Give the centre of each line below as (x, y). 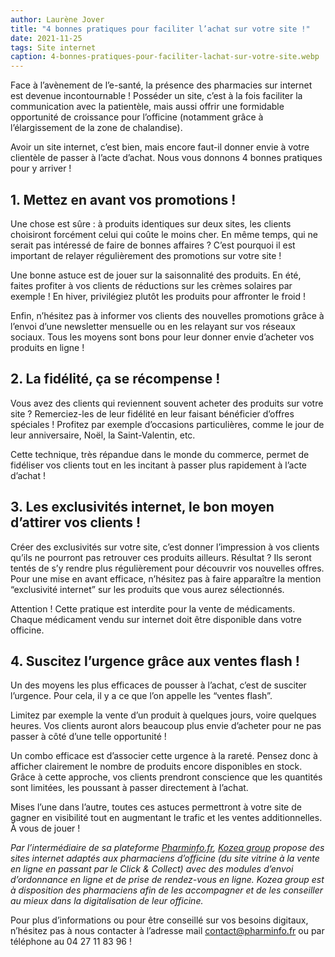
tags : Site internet (53, 47)
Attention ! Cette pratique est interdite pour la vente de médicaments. (153, 608)
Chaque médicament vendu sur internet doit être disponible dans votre (156, 619)
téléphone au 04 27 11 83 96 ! (71, 942)
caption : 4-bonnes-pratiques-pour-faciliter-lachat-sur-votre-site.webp (165, 57)
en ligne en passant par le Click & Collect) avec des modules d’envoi (152, 869)
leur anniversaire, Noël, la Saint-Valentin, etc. (103, 435)
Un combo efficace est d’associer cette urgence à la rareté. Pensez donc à (164, 756)
